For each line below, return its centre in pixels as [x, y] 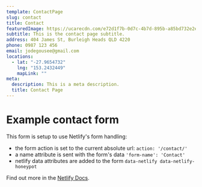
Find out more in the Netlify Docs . [48, 177]
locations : [20, 57]
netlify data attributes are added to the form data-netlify [86, 161]
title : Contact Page [37, 90]
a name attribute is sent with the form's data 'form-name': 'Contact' [100, 155]
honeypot [26, 167]
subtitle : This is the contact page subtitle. [66, 34]
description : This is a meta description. [66, 85]
